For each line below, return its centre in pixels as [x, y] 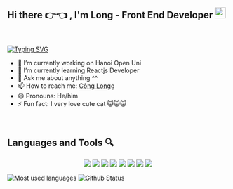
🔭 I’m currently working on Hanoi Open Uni [79, 63]
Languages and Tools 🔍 [61, 143]
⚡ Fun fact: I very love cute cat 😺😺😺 [72, 103]
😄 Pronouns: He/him [48, 96]
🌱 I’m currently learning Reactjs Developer [78, 70]
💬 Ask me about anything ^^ [58, 77]
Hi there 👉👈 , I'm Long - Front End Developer [110, 15]
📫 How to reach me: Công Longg [66, 86]
